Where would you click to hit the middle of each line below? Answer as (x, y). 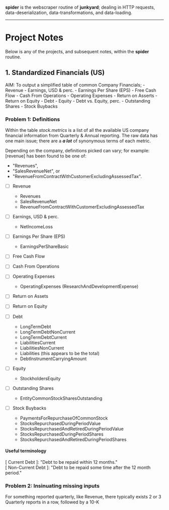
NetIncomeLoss (36, 227)
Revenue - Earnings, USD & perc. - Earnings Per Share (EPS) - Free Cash (81, 90)
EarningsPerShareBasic (44, 246)
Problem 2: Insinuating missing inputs (52, 486)
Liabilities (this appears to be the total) (60, 353)
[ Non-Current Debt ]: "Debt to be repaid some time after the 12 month (78, 467)
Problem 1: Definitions (33, 119)
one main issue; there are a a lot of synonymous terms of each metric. (78, 141)
